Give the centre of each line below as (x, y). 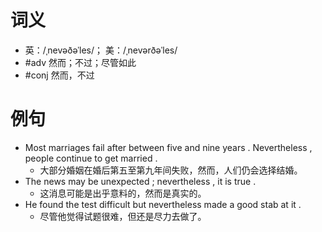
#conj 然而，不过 (59, 75)
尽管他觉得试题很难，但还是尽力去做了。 (123, 216)
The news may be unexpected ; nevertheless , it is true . (140, 181)
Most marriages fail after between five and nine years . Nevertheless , (168, 147)
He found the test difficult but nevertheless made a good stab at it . (163, 204)
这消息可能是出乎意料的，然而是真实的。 (123, 193)
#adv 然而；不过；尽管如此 (80, 62)
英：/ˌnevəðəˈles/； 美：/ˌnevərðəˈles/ (101, 50)
